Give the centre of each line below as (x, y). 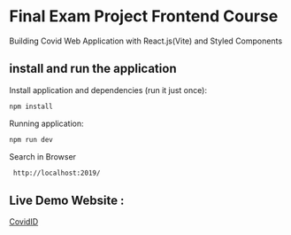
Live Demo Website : (67, 200)
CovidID (24, 222)
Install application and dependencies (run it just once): (108, 90)
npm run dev (31, 139)
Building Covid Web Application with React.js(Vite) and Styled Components (146, 41)
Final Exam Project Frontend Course (144, 16)
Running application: (46, 123)
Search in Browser (43, 156)
